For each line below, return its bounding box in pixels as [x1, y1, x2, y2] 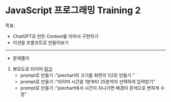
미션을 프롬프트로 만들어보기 [12, 39, 69, 46]
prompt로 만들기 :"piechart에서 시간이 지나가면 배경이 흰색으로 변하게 [20, 85, 159, 91]
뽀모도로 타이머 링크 [12, 65, 52, 72]
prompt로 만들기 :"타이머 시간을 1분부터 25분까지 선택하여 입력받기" [20, 78, 156, 84]
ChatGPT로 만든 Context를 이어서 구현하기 [12, 33, 99, 39]
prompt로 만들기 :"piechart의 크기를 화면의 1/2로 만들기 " [20, 72, 135, 78]
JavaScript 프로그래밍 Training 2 [5, 5, 141, 16]
